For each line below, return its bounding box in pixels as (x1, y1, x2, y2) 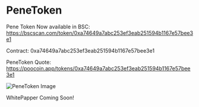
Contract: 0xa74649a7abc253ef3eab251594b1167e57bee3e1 (6, 47, 155, 54)
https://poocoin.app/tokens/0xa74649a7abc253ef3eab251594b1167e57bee (6, 64, 191, 72)
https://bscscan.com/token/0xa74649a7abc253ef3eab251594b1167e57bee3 (6, 29, 194, 36)
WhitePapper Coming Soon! (6, 94, 74, 101)
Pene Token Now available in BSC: (6, 23, 90, 30)
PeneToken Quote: (6, 59, 52, 66)
